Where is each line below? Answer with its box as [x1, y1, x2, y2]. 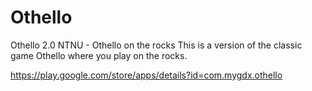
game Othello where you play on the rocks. [10, 49, 188, 61]
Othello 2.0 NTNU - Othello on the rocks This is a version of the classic [10, 39, 303, 51]
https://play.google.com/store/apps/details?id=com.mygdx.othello [10, 69, 283, 81]
